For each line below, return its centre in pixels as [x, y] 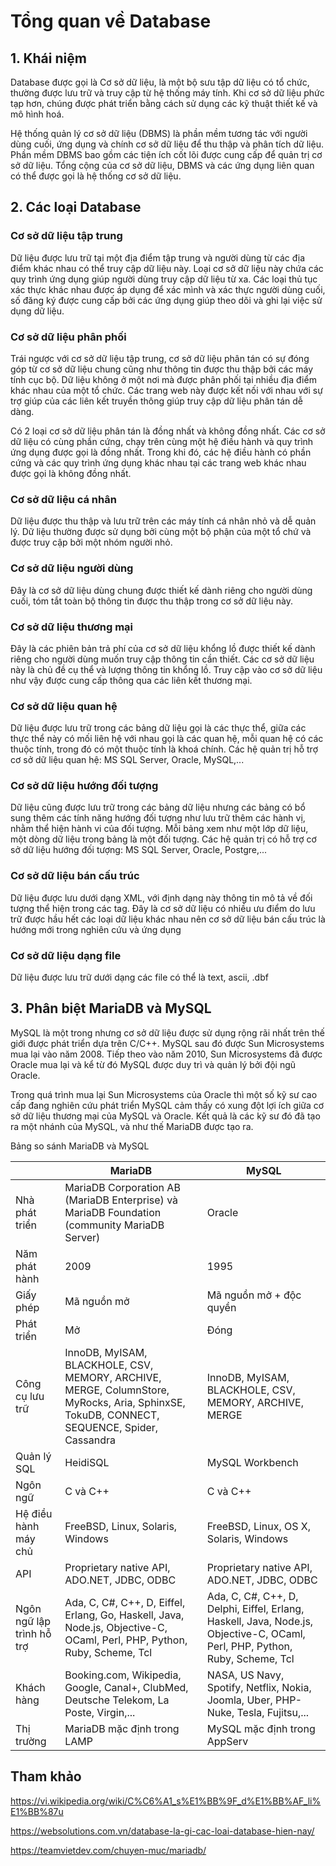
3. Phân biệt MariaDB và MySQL [111, 1008]
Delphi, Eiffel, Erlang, [255, 1608]
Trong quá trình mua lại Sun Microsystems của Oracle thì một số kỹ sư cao [164, 1094]
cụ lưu [30, 1396]
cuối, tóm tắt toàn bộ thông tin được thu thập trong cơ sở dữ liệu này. [151, 601]
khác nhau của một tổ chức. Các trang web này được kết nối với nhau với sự [166, 390]
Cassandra [90, 1440]
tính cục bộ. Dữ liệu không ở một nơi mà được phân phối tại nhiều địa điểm [163, 379]
